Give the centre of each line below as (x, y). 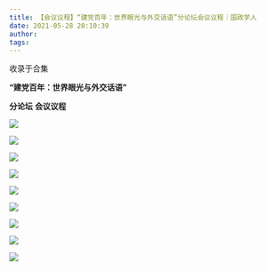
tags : (19, 42)
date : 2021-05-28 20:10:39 (59, 26)
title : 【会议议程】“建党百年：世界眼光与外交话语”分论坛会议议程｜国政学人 (133, 17)
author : (24, 34)
